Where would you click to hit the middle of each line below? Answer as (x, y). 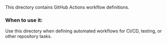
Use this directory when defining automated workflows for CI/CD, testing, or (83, 31)
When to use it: (24, 20)
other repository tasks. (28, 36)
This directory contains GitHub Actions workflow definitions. (67, 7)
